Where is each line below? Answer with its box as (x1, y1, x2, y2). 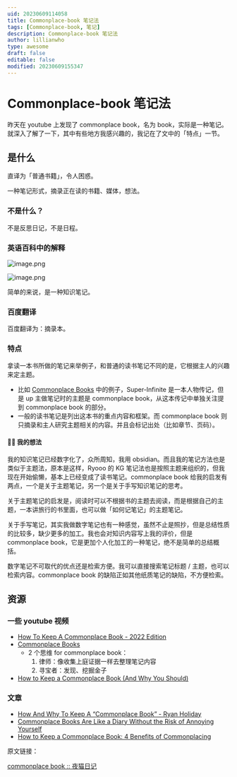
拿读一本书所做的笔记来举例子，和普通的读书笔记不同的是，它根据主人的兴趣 (7, 361, 230, 369)
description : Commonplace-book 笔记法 (7, 30, 119, 37)
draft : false (7, 50, 46, 57)
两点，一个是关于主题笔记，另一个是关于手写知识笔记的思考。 (7, 481, 187, 490)
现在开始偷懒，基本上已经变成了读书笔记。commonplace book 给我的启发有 (7, 473, 228, 481)
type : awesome (7, 43, 49, 50)
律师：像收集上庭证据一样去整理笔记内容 (38, 658, 157, 666)
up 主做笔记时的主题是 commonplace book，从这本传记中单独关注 (25, 393, 219, 403)
